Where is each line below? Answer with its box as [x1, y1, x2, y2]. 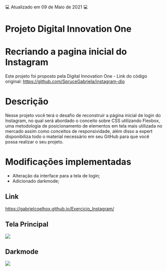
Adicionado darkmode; [12, 178, 60, 184]
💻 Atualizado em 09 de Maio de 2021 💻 [5, 4, 88, 10]
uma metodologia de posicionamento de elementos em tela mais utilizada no [5, 123, 163, 129]
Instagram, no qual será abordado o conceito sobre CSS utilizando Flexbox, [5, 118, 161, 124]
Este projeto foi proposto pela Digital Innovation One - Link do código [5, 73, 148, 79]
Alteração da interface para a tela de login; [12, 173, 101, 178]
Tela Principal [5, 220, 49, 229]
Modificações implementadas [5, 156, 132, 168]
